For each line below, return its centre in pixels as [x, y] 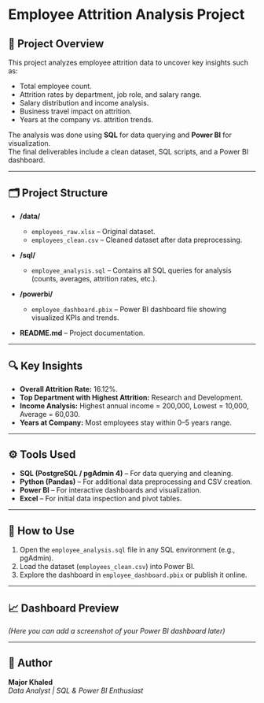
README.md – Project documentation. [82, 333]
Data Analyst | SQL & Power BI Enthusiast [76, 690]
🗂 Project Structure [58, 193]
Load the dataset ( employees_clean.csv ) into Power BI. [107, 567]
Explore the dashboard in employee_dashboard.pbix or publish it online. [133, 575]
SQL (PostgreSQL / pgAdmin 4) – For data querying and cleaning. [126, 474]
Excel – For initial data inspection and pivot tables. [101, 499]
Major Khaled [31, 682]
